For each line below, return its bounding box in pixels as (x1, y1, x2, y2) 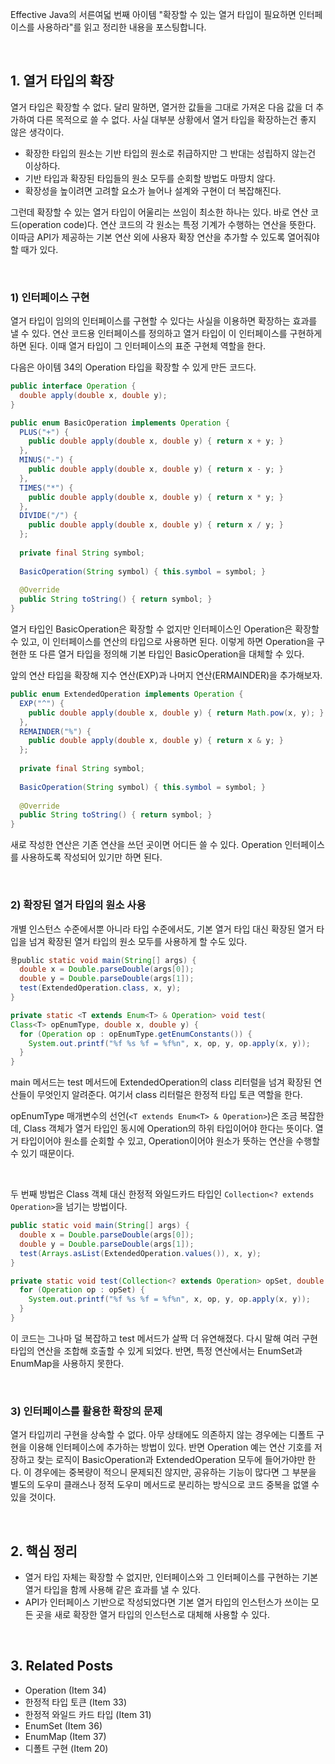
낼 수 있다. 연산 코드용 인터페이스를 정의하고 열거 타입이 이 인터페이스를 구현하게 (10, 328, 323, 340)
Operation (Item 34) (24, 1684, 107, 1696)
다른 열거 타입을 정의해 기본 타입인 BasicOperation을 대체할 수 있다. (39, 648, 305, 660)
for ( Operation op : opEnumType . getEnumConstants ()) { (19, 1029, 253, 1039)
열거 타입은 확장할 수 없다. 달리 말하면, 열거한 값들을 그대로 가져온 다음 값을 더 (10, 101, 314, 113)
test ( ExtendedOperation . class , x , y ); (19, 983, 182, 993)
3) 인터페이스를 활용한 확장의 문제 (10, 1404, 163, 1418)
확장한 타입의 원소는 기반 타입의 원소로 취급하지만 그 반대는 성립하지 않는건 (24, 147, 317, 159)
